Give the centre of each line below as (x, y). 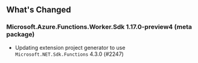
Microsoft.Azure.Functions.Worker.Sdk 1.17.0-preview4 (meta (99, 27)
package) (21, 34)
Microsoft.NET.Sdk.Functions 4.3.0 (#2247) (69, 54)
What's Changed (39, 10)
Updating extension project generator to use (70, 47)
